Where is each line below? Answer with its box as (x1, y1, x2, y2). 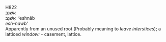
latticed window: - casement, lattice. (5, 31, 81, 37)
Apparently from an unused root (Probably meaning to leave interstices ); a (5, 26, 161, 32)
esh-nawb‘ (5, 20, 28, 26)
